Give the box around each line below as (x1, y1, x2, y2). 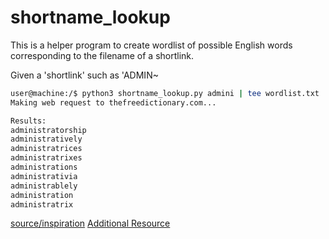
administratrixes (10, 153, 83, 163)
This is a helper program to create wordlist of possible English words (10, 39, 293, 51)
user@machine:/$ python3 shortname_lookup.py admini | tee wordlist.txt (10, 88, 320, 98)
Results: (10, 116, 47, 126)
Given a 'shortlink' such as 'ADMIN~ (10, 69, 159, 81)
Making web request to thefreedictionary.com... (10, 97, 217, 108)
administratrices (10, 144, 83, 154)
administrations (10, 162, 78, 173)
